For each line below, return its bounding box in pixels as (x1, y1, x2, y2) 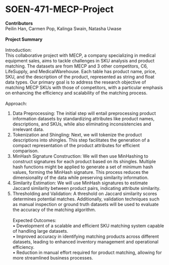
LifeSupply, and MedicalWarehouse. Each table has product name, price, (5, 68, 156, 74)
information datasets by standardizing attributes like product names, (12, 115, 155, 121)
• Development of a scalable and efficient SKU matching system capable (12, 223, 164, 229)
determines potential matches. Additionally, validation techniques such (12, 195, 160, 202)
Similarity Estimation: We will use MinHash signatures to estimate (12, 180, 148, 186)
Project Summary (5, 36, 43, 42)
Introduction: (5, 47, 32, 53)
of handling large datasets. (12, 228, 69, 234)
